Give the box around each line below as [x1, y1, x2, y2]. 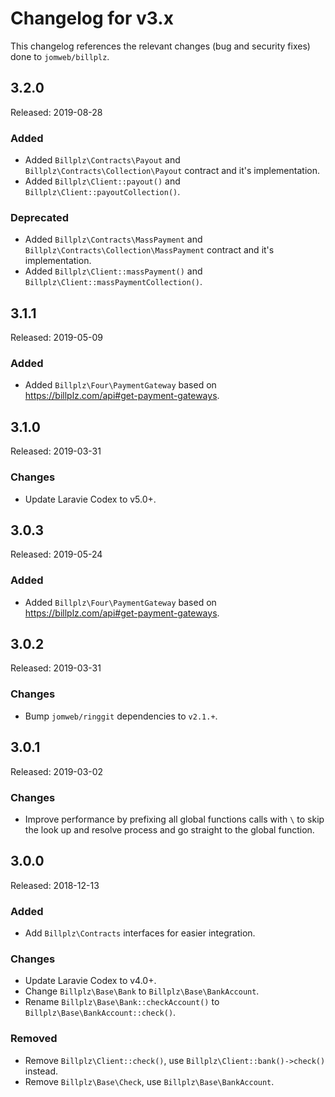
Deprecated [10, 210, 70, 224]
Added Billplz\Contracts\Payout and [24, 154, 181, 166]
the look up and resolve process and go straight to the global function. [24, 823, 315, 836]
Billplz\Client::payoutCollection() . [24, 186, 181, 198]
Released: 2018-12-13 [10, 879, 100, 891]
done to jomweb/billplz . [10, 50, 110, 62]
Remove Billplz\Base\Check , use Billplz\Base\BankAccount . [24, 1075, 275, 1087]
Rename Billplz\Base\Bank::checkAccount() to [24, 996, 220, 1008]
